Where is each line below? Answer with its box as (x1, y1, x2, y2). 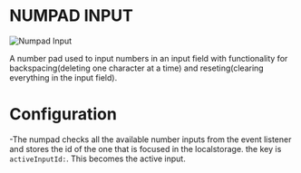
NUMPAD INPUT (9, 5, 134, 26)
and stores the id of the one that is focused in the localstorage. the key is (9, 143, 282, 154)
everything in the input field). (9, 72, 118, 82)
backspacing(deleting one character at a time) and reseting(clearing (9, 62, 265, 73)
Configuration (9, 104, 118, 125)
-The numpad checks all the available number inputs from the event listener (9, 133, 292, 145)
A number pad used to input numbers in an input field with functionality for (9, 53, 288, 63)
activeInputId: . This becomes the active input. (9, 153, 186, 164)
